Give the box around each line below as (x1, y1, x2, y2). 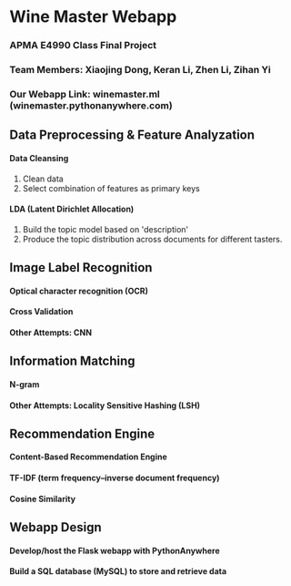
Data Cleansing (9, 152, 69, 163)
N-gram (9, 378, 40, 389)
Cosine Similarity (9, 493, 75, 504)
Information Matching (9, 354, 135, 369)
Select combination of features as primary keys (22, 182, 200, 193)
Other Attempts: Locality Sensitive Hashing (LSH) (9, 399, 201, 411)
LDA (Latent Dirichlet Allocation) (9, 203, 135, 215)
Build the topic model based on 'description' (22, 223, 189, 234)
